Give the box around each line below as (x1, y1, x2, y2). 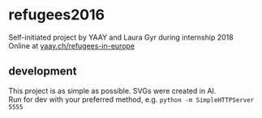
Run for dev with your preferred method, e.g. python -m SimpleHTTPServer (8, 95, 255, 104)
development (8, 65, 77, 78)
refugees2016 (8, 6, 105, 24)
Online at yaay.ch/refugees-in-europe (8, 40, 135, 50)
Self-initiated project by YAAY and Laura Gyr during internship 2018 (8, 32, 234, 42)
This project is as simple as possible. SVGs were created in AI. (8, 86, 217, 95)
